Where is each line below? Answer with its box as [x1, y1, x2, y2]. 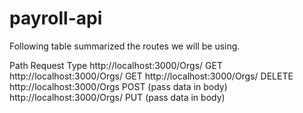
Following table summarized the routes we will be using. [9, 40, 241, 52]
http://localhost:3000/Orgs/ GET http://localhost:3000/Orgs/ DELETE [9, 70, 294, 82]
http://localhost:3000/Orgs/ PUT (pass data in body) [9, 91, 226, 103]
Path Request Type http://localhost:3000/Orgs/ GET [9, 59, 223, 71]
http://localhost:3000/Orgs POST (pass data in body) [9, 80, 228, 92]
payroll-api [9, 7, 103, 30]
